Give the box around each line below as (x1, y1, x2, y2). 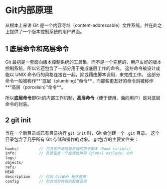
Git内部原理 (5, 5, 53, 16)
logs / (5, 155, 17, 161)
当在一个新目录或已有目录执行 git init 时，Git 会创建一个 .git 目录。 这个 (5, 130, 159, 136)
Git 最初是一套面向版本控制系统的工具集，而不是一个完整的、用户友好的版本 (5, 59, 162, 65)
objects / (5, 160, 24, 165)
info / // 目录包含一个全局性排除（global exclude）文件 (5, 151, 133, 156)
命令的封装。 (5, 101, 32, 107)
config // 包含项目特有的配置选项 (5, 179, 87, 184)
